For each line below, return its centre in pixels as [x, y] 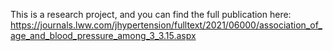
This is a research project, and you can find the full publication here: [151, 14]
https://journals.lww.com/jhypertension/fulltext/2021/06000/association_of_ [166, 25]
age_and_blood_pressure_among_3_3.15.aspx [103, 35]
